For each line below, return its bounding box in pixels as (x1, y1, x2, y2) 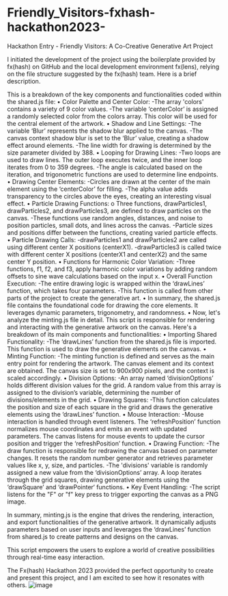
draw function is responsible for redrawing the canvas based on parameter (7, 446, 218, 454)
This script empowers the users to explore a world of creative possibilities (7, 545, 215, 554)
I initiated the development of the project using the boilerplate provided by (7, 55, 216, 63)
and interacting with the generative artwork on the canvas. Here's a (7, 323, 197, 331)
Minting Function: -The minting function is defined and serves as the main (7, 352, 215, 360)
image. (7, 497, 27, 506)
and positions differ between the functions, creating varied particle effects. (7, 228, 218, 237)
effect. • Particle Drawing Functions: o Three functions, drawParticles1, (7, 199, 207, 207)
